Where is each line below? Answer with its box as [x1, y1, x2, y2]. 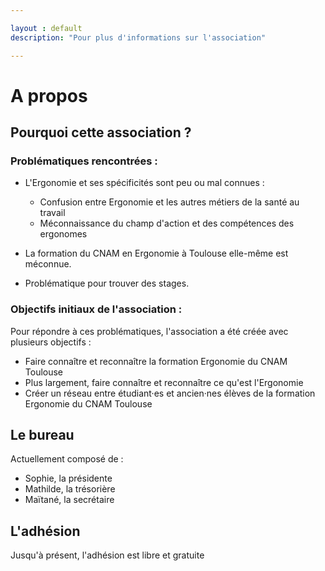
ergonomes [39, 228, 88, 240]
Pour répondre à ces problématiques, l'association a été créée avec [10, 325, 289, 337]
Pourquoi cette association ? [10, 124, 192, 141]
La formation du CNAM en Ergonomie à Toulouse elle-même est [24, 247, 289, 260]
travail [39, 207, 66, 219]
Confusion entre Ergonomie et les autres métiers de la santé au [39, 196, 300, 208]
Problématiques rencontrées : [10, 154, 158, 168]
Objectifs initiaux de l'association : [10, 302, 183, 316]
